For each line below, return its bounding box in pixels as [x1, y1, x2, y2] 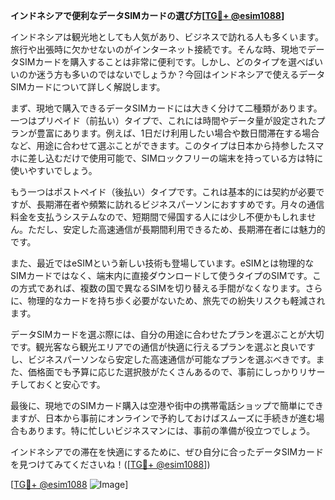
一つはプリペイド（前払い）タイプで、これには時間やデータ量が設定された [10, 115, 317, 126]
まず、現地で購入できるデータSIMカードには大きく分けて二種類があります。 [10, 102, 323, 114]
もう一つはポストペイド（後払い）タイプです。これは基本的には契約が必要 [10, 186, 317, 198]
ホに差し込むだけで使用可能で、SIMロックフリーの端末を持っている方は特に [10, 152, 324, 164]
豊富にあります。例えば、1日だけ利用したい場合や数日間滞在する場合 [36, 127, 320, 139]
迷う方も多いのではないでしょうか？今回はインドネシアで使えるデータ [36, 69, 326, 80]
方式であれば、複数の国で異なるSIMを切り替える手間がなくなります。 [18, 282, 306, 294]
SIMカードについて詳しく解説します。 [10, 81, 166, 93]
